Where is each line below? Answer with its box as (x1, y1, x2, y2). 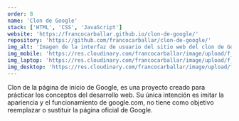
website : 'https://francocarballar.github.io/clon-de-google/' (7, 30, 199, 38)
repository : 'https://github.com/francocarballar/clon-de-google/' (7, 37, 212, 44)
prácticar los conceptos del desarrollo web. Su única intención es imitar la (7, 90, 224, 99)
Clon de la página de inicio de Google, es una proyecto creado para (7, 83, 206, 91)
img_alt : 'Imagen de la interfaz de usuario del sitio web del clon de (7, 43, 224, 51)
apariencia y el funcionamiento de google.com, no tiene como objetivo (7, 98, 215, 107)
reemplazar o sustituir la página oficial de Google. (7, 105, 153, 114)
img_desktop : (7, 63, 46, 70)
